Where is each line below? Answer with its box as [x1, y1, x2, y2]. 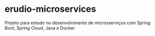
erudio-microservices [4, 3, 96, 15]
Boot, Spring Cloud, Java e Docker [4, 25, 75, 31]
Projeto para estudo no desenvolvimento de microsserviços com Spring [4, 20, 151, 26]
